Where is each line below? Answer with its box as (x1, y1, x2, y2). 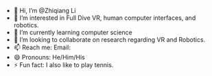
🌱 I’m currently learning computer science (13, 28, 132, 36)
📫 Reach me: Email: (13, 43, 71, 51)
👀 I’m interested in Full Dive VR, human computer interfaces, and (13, 14, 196, 22)
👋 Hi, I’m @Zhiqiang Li (13, 7, 76, 14)
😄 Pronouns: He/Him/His (13, 53, 86, 61)
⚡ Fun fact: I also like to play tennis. (13, 61, 114, 68)
